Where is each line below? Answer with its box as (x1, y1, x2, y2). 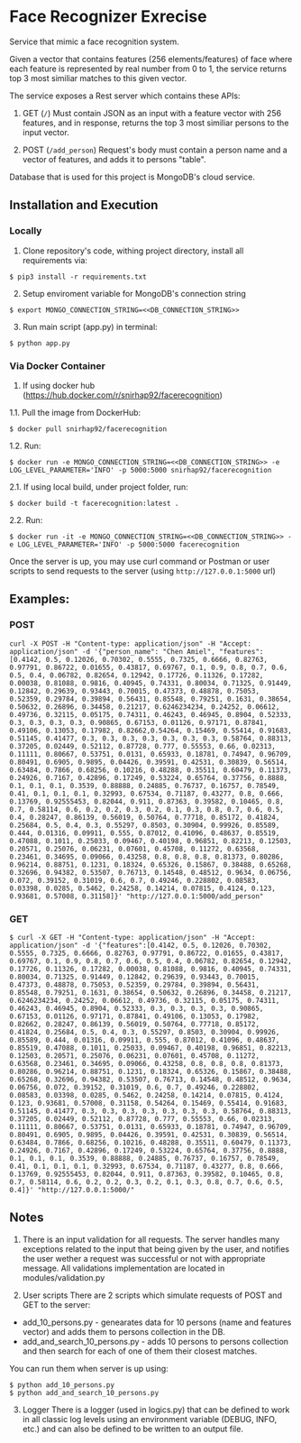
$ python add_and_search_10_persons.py (9, 1388, 160, 1397)
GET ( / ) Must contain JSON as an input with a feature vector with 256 (22, 107, 282, 118)
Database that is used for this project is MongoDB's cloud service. (9, 171, 255, 182)
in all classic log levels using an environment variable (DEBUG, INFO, (22, 1413, 278, 1424)
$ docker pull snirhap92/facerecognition (9, 424, 168, 434)
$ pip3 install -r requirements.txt (9, 272, 147, 281)
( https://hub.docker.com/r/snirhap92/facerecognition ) (22, 390, 223, 400)
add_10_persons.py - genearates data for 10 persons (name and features (22, 1317, 292, 1328)
